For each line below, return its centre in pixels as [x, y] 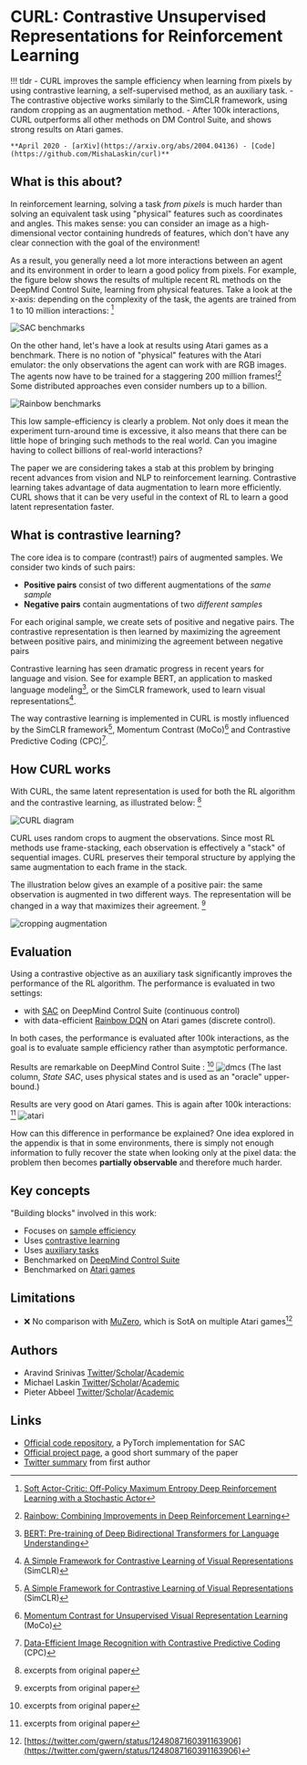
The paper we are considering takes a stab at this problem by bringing [142, 468]
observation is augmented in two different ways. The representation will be [151, 894]
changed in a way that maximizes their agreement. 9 [108, 905]
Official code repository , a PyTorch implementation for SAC [134, 1442]
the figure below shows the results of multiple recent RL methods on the [146, 279]
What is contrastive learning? [96, 535]
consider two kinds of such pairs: [73, 566]
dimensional [33, 233]
